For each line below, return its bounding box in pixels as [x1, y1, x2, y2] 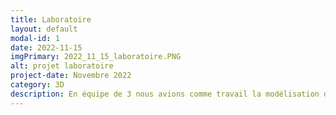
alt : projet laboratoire [10, 61, 114, 71]
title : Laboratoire [10, 14, 92, 25]
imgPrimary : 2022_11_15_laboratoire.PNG [10, 52, 182, 62]
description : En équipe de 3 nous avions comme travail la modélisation [10, 89, 320, 99]
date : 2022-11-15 [10, 42, 83, 53]
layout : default [10, 24, 78, 34]
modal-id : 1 [10, 33, 60, 43]
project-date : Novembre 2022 [10, 71, 132, 81]
